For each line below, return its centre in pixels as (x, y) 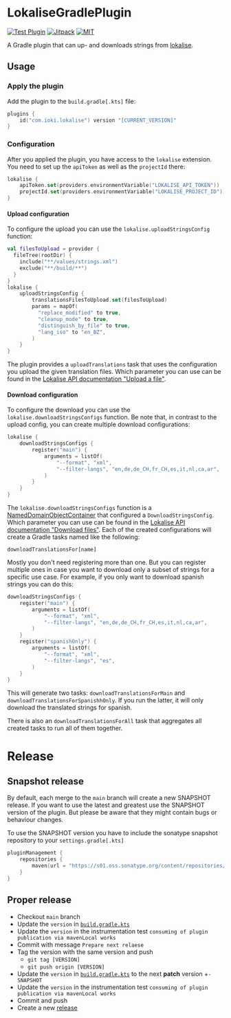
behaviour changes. (35, 820)
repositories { (41, 860)
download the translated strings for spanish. (70, 708)
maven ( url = (49, 866)
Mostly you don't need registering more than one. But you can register (107, 562)
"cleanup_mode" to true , (73, 319)
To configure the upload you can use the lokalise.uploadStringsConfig (109, 229)
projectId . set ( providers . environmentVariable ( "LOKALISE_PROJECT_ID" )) (123, 192)
